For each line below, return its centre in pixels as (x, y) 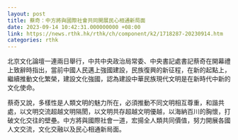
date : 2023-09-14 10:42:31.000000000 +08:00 (74, 27)
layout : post (27, 14)
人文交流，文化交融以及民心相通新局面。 (66, 129)
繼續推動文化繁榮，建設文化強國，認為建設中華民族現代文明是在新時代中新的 (119, 79)
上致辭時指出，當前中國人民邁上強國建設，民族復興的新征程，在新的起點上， (119, 70)
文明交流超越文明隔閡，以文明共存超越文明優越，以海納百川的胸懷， (125, 112)
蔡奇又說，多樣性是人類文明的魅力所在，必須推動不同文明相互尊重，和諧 (113, 103)
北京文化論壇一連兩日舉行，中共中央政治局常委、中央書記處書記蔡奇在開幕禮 (119, 62)
